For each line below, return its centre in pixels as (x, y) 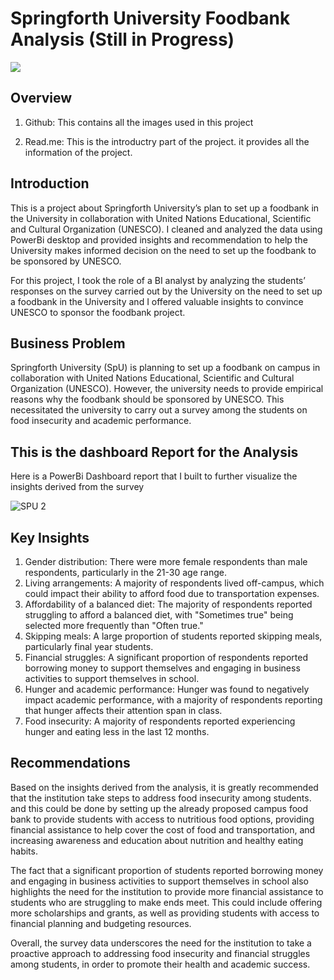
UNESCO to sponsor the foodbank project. (98, 312)
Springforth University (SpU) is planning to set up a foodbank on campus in (165, 368)
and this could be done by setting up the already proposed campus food (159, 808)
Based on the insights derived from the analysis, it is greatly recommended (164, 787)
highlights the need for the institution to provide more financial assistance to (167, 891)
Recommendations (70, 763)
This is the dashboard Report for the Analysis (154, 452)
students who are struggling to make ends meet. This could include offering (166, 902)
